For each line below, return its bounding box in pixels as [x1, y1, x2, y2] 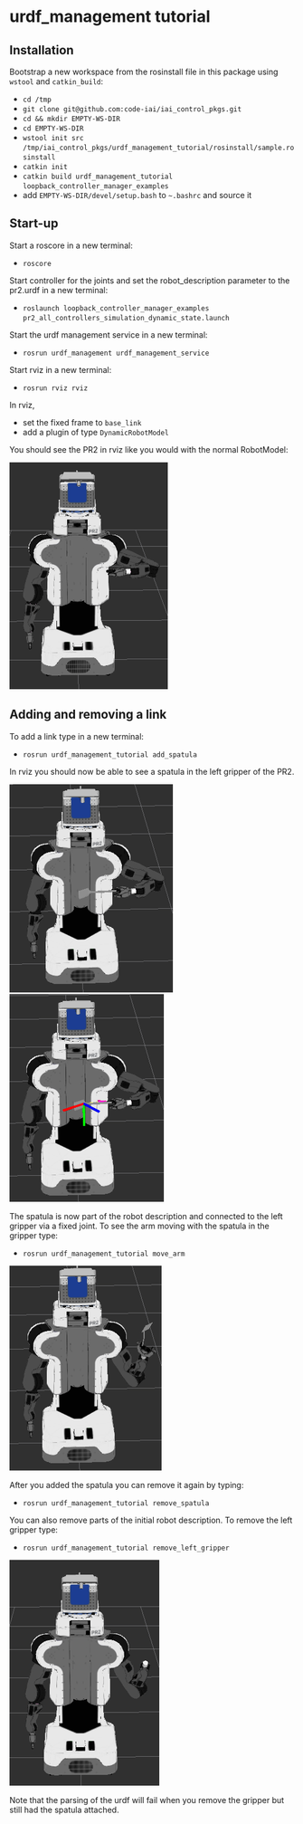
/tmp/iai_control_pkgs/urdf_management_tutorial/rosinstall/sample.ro [22, 143, 295, 152]
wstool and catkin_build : [9, 76, 104, 87]
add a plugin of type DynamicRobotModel [22, 426, 169, 437]
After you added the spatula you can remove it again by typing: [9, 1479, 244, 1490]
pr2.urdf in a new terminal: [9, 284, 109, 295]
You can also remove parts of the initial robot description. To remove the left [9, 1514, 293, 1525]
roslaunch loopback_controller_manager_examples [22, 303, 210, 313]
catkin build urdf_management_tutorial [22, 172, 174, 181]
